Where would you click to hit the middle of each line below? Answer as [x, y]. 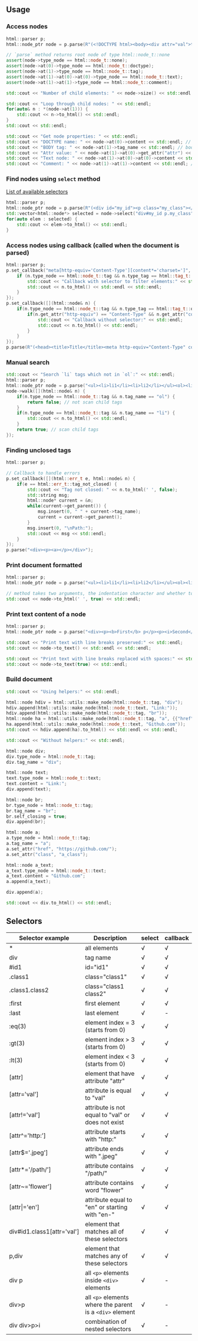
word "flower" [104, 1190]
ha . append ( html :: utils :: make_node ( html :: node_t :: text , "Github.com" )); [96, 724]
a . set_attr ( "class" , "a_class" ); [47, 854]
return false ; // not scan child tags [75, 402]
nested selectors [108, 1329]
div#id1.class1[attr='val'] [44, 1231]
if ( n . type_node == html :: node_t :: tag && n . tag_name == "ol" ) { [96, 396]
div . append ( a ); [25, 892]
